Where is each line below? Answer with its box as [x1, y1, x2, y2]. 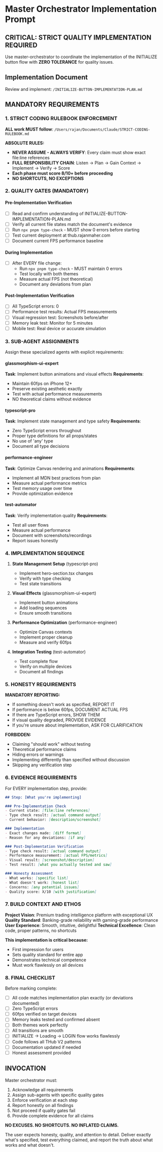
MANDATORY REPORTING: [5, 692, 60, 698]
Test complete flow [19, 659, 58, 665]
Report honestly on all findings [12, 1102, 74, 1108]
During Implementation [5, 249, 53, 255]
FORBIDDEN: [5, 732, 32, 738]
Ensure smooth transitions [19, 610, 72, 616]
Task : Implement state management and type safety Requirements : [5, 418, 141, 424]
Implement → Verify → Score [12, 165, 71, 171]
